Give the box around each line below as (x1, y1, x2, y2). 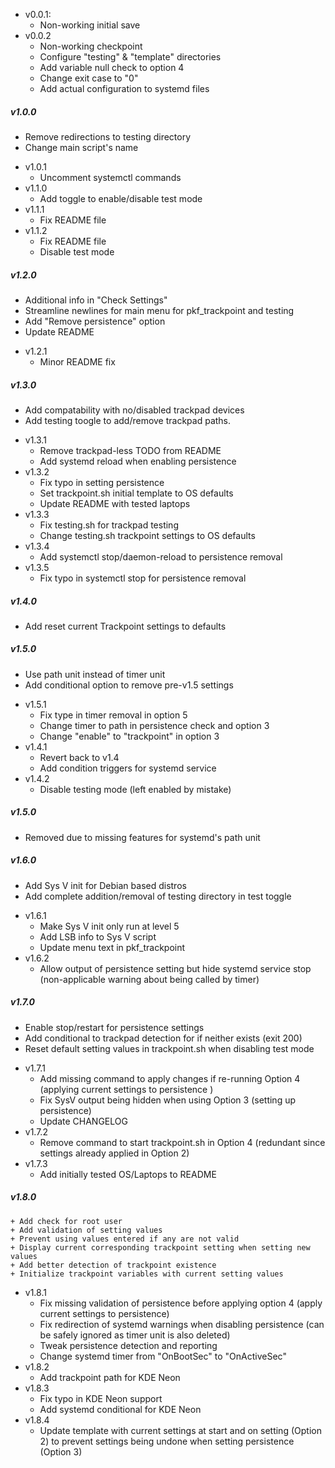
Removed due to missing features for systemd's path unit (24, 831, 261, 843)
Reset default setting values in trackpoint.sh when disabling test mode (24, 1042, 315, 1054)
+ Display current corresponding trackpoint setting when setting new (10, 1242, 311, 1253)
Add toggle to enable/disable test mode (39, 192, 203, 204)
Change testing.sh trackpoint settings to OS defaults (39, 529, 256, 541)
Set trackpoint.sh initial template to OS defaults (39, 487, 234, 499)
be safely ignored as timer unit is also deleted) (39, 1329, 231, 1341)
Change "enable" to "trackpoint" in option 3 (39, 730, 220, 742)
